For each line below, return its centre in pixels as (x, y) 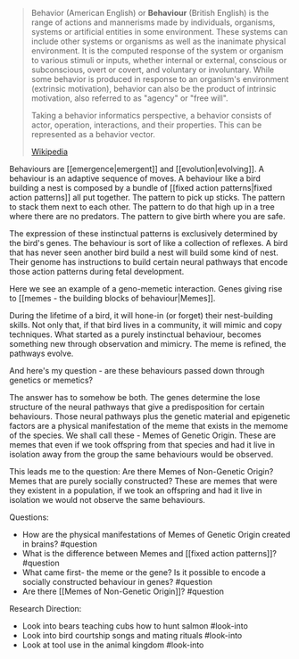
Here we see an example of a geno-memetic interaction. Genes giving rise (146, 288)
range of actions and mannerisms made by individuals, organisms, (153, 22)
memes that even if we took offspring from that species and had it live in (142, 445)
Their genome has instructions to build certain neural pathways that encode (149, 262)
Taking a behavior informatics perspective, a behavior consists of (151, 115)
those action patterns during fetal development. (97, 272)
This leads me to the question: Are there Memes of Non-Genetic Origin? (141, 471)
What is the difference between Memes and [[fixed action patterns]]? (149, 553)
